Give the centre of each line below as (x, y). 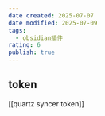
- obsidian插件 (39, 38)
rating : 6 (25, 45)
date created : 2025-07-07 (51, 15)
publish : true (32, 52)
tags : (17, 30)
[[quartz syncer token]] (47, 103)
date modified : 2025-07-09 (53, 23)
